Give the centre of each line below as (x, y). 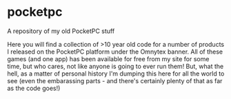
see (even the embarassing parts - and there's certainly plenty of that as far (115, 80)
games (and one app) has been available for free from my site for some (108, 58)
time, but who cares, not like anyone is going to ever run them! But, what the (115, 66)
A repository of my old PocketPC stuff (61, 31)
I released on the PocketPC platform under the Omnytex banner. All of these (115, 52)
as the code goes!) (34, 88)
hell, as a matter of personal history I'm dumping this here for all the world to (116, 74)
